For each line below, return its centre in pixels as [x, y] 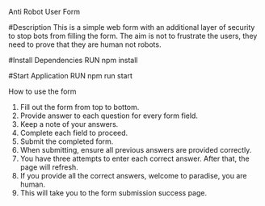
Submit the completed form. [67, 141]
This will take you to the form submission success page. [114, 193]
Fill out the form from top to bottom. [80, 107]
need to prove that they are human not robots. [85, 44]
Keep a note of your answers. [69, 124]
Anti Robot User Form [44, 12]
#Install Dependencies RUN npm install [73, 60]
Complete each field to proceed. [74, 133]
